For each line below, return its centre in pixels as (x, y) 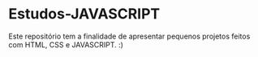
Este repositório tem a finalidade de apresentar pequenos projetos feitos (129, 36)
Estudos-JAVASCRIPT (84, 14)
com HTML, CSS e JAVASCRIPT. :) (66, 44)
